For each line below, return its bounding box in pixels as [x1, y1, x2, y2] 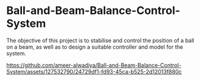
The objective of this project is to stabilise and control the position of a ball [6, 37, 194, 44]
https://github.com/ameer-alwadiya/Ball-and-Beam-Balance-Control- [6, 62, 182, 69]
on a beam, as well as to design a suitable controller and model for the [6, 43, 183, 51]
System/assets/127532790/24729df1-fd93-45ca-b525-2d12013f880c [6, 68, 182, 75]
